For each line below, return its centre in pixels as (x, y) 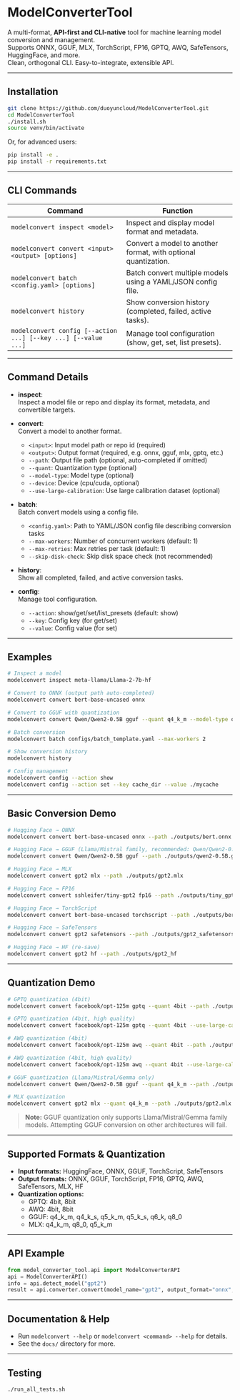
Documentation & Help (59, 1319)
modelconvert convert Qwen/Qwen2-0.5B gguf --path (84, 856)
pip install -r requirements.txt (57, 162)
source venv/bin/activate (46, 128)
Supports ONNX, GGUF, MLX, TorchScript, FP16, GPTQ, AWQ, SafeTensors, (118, 47)
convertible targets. (46, 409)
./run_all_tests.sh (36, 1389)
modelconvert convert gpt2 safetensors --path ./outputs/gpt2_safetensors (121, 934)
